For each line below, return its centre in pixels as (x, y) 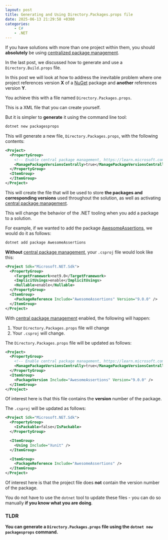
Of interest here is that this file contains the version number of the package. (83, 399)
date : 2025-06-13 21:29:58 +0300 (40, 19)
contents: (15, 141)
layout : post (19, 10)
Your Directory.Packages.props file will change (61, 328)
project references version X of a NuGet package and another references (81, 83)
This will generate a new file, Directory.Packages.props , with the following (82, 136)
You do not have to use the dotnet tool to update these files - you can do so (83, 497)
